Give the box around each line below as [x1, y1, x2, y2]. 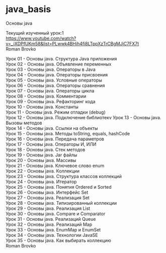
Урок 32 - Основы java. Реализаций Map [6, 221, 93, 227]
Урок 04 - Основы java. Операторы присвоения [6, 71, 108, 77]
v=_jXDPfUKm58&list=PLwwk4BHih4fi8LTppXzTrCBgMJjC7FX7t [6, 40, 139, 46]
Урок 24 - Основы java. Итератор [6, 179, 77, 185]
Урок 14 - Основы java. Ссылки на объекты [6, 125, 98, 131]
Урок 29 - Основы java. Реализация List [6, 205, 91, 211]
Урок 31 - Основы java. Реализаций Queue [6, 216, 96, 222]
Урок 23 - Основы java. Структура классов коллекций [6, 173, 122, 179]
